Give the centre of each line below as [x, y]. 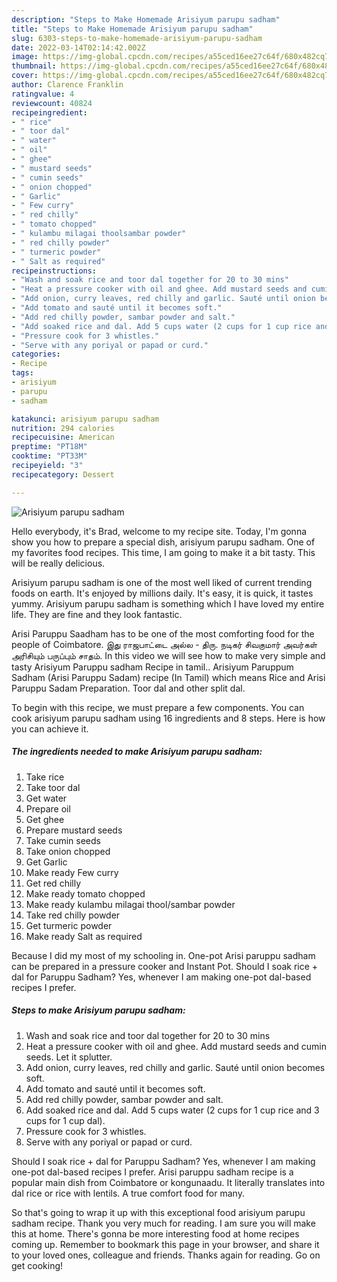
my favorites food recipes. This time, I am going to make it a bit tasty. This [163, 552]
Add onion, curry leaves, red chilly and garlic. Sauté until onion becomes [175, 1067]
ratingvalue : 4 [43, 94]
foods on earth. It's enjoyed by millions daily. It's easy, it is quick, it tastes [162, 593]
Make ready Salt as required [84, 936]
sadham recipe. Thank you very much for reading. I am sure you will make [163, 1223]
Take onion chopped [68, 851]
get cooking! [37, 1265]
